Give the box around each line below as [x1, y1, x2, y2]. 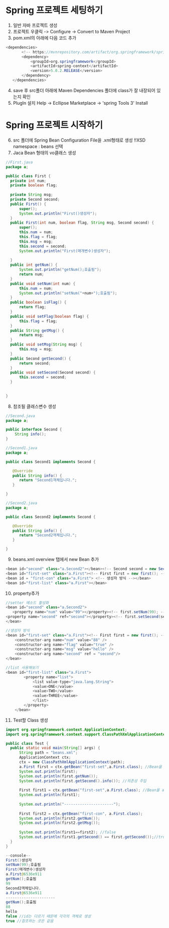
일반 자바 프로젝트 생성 [13, 22, 58, 28]
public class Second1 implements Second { [6, 459, 96, 464]
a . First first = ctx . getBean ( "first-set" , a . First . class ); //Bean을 [19, 764, 162, 769]
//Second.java [6, 413, 36, 418]
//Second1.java [6, 446, 38, 451]
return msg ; [19, 333, 44, 338]
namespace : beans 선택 [13, 143, 63, 149]
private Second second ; [10, 197, 60, 202]
